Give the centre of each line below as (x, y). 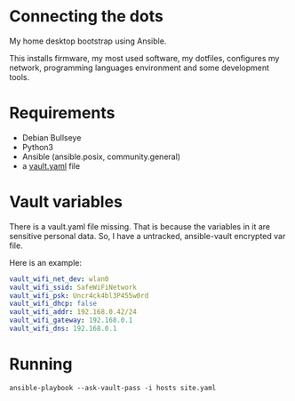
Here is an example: (46, 262)
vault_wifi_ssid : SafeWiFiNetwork (73, 287)
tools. (20, 76)
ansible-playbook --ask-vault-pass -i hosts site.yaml (113, 388)
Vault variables (66, 202)
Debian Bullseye (52, 137)
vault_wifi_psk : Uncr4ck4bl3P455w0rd (79, 295)
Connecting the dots (87, 16)
